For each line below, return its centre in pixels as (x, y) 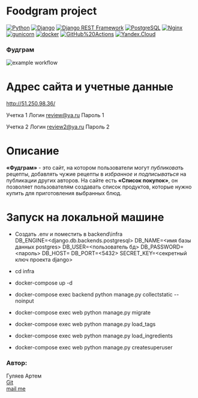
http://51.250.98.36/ (31, 104)
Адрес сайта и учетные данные (90, 87)
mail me (16, 389)
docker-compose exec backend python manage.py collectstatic (94, 295)
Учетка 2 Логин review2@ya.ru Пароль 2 (58, 127)
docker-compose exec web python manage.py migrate (83, 313)
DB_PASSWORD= (162, 247)
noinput (24, 301)
